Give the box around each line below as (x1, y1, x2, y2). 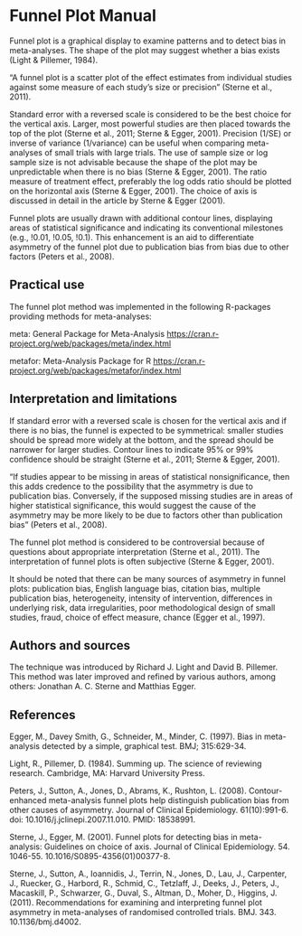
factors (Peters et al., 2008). (9, 250, 115, 262)
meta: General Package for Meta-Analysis (9, 328, 165, 339)
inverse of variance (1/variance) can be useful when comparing (9, 137, 246, 148)
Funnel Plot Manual (9, 5, 156, 26)
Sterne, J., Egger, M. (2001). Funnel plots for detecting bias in (9, 832, 238, 843)
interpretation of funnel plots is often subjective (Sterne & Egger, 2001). (9, 556, 275, 566)
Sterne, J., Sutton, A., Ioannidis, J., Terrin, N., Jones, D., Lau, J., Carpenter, (9, 868, 288, 879)
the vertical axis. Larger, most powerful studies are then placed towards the (9, 118, 291, 129)
